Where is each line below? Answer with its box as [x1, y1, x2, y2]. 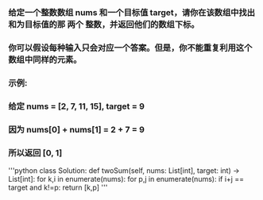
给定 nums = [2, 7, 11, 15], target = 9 [8, 101, 145, 112]
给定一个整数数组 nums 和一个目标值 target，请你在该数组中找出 [8, 6, 256, 17]
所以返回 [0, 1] [8, 147, 63, 158]
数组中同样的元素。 [8, 54, 82, 65]
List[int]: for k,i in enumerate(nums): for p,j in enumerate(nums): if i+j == [8, 174, 245, 183]
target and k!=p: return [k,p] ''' [8, 183, 108, 192]
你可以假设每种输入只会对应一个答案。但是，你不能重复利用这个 [8, 42, 253, 53]
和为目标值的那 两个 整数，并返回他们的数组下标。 [8, 18, 200, 29]
